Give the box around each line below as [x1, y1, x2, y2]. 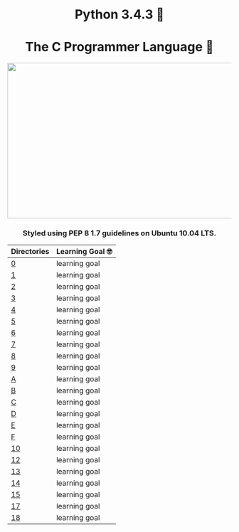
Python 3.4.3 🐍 [74, 6, 165, 23]
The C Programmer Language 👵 [25, 39, 214, 55]
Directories [11, 247, 50, 257]
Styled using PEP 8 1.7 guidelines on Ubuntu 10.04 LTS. [22, 228, 217, 238]
